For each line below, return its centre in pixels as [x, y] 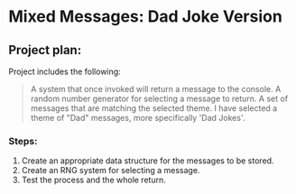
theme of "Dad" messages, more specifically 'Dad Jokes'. [138, 118]
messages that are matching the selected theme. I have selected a [154, 108]
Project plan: [45, 50]
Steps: [23, 141]
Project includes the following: [65, 71]
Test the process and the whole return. [93, 180]
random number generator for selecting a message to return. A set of [159, 98]
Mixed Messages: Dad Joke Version [146, 17]
